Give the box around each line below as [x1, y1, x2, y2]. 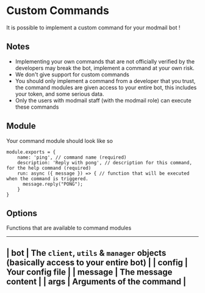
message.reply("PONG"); [22, 181, 84, 187]
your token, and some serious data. [15, 90, 104, 98]
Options [6, 208, 38, 219]
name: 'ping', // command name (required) [17, 154, 127, 161]
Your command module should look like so [6, 137, 113, 144]
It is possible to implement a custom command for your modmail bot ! [6, 24, 181, 31]
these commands [15, 103, 59, 110]
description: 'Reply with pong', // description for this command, [17, 159, 192, 165]
